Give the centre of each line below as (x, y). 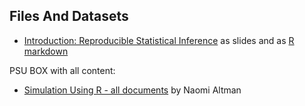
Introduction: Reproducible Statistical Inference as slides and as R (159, 40)
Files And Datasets (69, 16)
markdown (46, 51)
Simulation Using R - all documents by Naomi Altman (132, 90)
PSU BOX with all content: (62, 70)
